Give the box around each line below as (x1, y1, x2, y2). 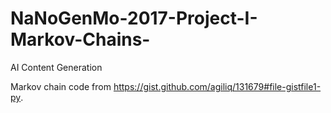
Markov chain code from (10, 80, 112, 92)
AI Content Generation (10, 61, 103, 73)
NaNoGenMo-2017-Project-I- (10, 7, 258, 30)
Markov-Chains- (10, 28, 151, 51)
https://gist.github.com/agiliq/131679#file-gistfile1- (113, 80, 322, 92)
